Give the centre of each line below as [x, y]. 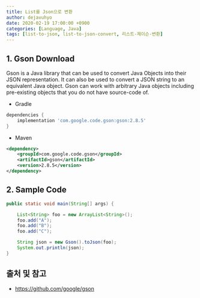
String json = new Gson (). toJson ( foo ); [67, 242]
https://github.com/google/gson [54, 288]
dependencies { [25, 115]
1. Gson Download [41, 59]
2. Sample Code [37, 190]
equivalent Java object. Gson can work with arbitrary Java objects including [100, 85]
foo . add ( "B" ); [35, 226]
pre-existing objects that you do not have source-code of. [78, 92]
